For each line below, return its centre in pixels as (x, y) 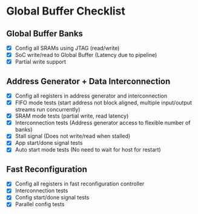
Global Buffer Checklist (66, 11)
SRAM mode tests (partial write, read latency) (72, 116)
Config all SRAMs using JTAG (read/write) (67, 48)
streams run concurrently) (48, 110)
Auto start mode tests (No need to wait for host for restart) (88, 150)
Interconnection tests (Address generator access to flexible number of (103, 123)
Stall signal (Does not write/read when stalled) (73, 136)
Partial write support (41, 62)
